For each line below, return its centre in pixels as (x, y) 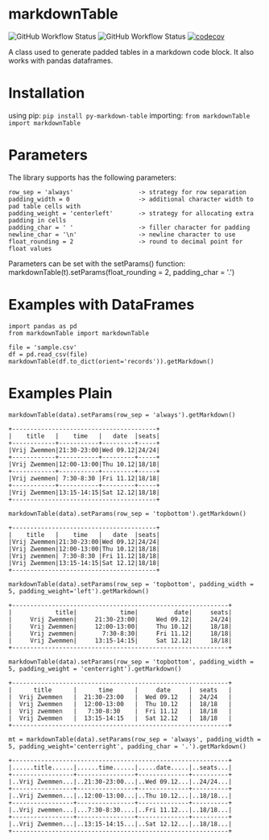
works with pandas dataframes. (61, 60)
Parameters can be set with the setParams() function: (97, 264)
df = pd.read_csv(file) (48, 354)
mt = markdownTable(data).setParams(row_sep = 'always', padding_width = (135, 739)
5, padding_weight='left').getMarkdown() (79, 591)
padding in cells (37, 220)
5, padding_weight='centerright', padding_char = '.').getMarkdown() (128, 746)
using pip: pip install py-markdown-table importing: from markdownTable (129, 115)
